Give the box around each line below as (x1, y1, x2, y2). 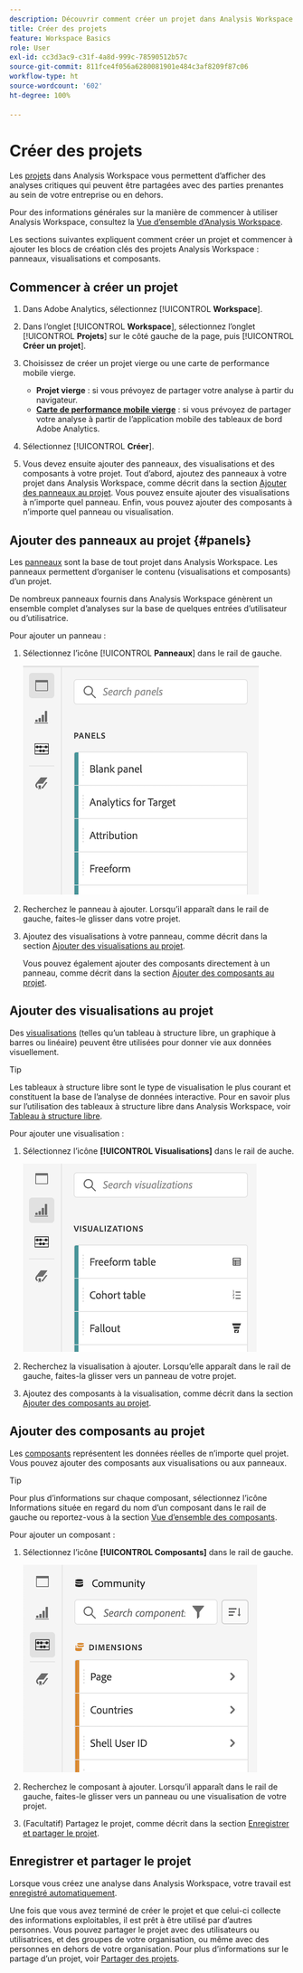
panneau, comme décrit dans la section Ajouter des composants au (22, 968, 275, 978)
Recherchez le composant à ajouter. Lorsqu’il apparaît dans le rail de (22, 1781, 279, 1792)
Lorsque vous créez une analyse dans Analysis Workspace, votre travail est (9, 1877, 291, 1889)
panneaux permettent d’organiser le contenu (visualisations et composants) (9, 566, 291, 578)
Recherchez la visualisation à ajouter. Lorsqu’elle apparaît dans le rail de (22, 1361, 291, 1372)
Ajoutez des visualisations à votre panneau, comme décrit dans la (22, 931, 268, 942)
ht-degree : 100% (9, 90, 71, 99)
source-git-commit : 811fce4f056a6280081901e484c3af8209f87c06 (9, 62, 249, 71)
